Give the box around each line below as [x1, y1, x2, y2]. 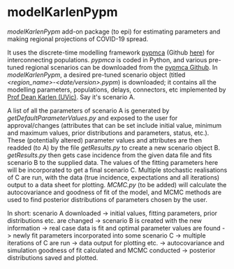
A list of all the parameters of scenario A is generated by [7, 106, 170, 115]
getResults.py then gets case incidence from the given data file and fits [7, 151, 212, 159]
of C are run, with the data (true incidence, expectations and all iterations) [7, 173, 220, 182]
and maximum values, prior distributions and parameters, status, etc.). [7, 129, 210, 137]
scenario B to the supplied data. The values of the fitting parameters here [7, 158, 219, 166]
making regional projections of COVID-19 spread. [7, 34, 149, 43]
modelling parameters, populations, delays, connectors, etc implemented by [7, 85, 226, 94]
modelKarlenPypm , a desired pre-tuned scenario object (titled [7, 71, 186, 79]
